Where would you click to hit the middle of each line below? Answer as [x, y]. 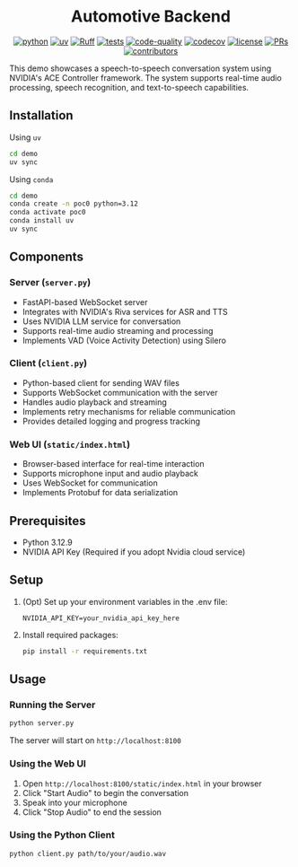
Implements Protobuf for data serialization [100, 493]
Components [46, 257]
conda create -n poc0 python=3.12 [74, 204]
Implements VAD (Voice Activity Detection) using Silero [124, 340]
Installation [41, 115]
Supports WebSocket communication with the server [120, 392]
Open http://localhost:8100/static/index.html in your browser [142, 784]
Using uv [26, 137]
